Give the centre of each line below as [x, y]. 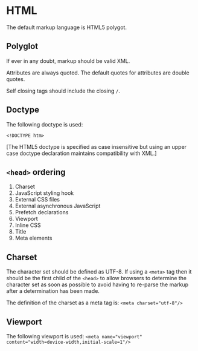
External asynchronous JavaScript [58, 206]
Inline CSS [28, 225]
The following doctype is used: [45, 124]
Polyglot [22, 46]
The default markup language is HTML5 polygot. [66, 27]
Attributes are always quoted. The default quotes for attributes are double [98, 73]
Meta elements [34, 238]
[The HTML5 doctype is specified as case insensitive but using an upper [97, 146]
